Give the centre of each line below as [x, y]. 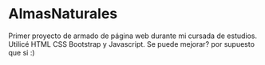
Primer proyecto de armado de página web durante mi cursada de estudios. [133, 36]
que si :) [22, 52]
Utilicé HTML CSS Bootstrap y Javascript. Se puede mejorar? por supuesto [132, 44]
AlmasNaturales [63, 14]
